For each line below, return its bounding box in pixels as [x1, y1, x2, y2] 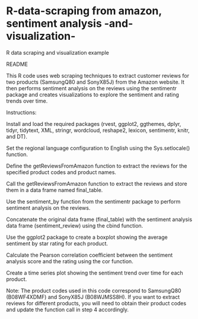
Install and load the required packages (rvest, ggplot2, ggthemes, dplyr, [6, 120, 181, 127]
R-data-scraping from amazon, [6, 4, 162, 18]
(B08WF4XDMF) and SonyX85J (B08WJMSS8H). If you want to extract [6, 293, 180, 301]
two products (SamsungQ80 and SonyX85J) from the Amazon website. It [6, 78, 185, 86]
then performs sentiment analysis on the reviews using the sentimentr [6, 84, 177, 91]
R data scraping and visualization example [6, 49, 110, 56]
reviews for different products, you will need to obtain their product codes [6, 299, 187, 307]
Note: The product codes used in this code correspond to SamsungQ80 [6, 287, 182, 294]
